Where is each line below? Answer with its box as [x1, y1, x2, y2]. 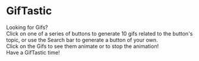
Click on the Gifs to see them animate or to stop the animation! [6, 43, 159, 50]
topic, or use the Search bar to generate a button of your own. [6, 36, 159, 43]
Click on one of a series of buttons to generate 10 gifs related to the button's [6, 30, 193, 37]
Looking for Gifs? [6, 24, 49, 31]
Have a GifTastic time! [6, 49, 61, 56]
